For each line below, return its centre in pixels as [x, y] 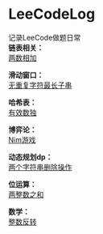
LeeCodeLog [52, 14]
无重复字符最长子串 [40, 85]
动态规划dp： [31, 157]
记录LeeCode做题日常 [45, 37]
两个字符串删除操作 [40, 167]
